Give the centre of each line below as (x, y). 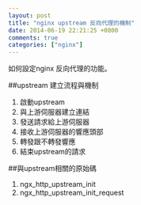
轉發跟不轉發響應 (48, 142)
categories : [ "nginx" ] (46, 45)
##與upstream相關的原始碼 (53, 169)
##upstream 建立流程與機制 (53, 85)
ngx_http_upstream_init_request (72, 193)
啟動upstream (42, 102)
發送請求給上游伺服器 (54, 122)
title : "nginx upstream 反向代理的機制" (72, 23)
